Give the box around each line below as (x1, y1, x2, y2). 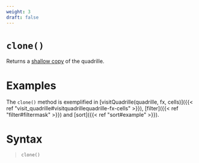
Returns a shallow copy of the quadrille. (6, 58, 105, 65)
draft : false (6, 14, 39, 20)
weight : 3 (6, 8, 31, 15)
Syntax (6, 132, 43, 146)
